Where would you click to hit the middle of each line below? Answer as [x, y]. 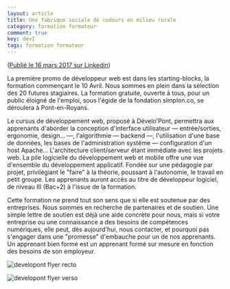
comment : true [27, 33]
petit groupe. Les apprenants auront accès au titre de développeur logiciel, [113, 179]
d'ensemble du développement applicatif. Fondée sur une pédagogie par [110, 165]
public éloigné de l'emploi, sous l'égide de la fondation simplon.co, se [106, 100]
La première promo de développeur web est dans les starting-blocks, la [108, 78]
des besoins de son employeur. [51, 251]
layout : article [30, 13]
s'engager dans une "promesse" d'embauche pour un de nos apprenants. [112, 237]
